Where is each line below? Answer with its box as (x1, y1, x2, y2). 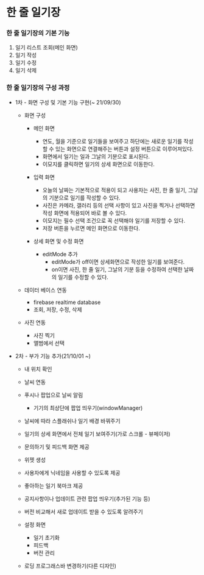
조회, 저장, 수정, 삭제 (33, 306, 82, 313)
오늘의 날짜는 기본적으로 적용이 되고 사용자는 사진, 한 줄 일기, (42, 186, 187, 193)
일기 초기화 (33, 533, 60, 541)
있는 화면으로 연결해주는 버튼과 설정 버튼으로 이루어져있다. (55, 145, 194, 153)
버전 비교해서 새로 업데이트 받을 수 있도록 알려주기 (24, 508, 143, 515)
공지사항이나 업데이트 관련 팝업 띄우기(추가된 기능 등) (24, 495, 150, 502)
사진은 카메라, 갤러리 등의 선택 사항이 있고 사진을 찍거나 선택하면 (42, 201, 195, 209)
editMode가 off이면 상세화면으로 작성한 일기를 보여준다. (51, 258, 185, 266)
